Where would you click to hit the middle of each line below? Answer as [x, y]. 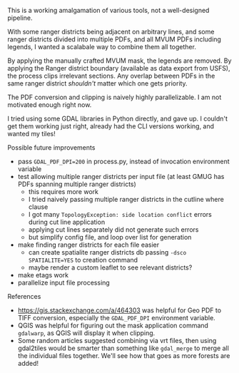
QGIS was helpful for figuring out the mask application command [113, 325]
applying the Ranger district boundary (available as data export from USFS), [119, 68]
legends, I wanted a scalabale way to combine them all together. [102, 47]
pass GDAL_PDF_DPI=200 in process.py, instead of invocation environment [123, 161]
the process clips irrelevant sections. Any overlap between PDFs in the [111, 76]
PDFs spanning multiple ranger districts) [77, 184]
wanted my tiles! [31, 134]
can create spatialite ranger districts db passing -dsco [107, 252]
